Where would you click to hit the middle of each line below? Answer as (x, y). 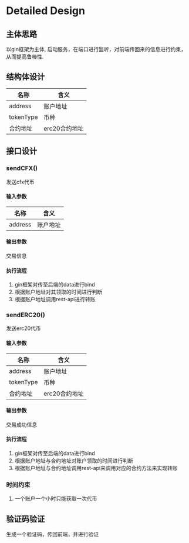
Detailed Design (45, 11)
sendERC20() (26, 315)
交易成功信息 (21, 424)
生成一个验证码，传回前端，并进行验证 (52, 534)
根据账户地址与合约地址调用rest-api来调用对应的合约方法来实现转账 (96, 468)
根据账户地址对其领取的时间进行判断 (58, 292)
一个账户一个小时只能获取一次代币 (56, 499)
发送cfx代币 (20, 182)
